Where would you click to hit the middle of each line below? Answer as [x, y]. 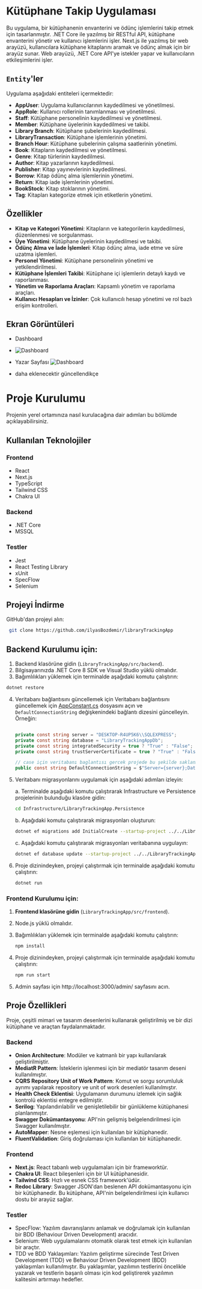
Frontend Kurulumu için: [42, 899]
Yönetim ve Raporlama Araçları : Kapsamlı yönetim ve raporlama [95, 286]
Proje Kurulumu [46, 398]
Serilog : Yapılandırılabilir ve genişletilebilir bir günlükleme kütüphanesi [102, 1106]
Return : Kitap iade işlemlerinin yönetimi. [64, 182]
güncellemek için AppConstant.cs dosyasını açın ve [79, 705]
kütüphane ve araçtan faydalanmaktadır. [56, 1026]
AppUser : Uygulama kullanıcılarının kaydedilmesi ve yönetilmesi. [95, 105]
